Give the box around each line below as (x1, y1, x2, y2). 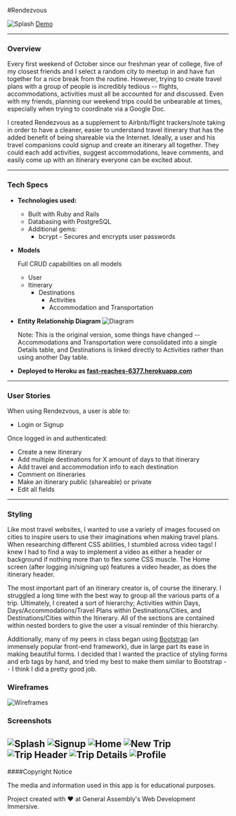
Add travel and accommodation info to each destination (17, 462, 178, 471)
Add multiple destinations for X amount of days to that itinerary (17, 455, 200, 464)
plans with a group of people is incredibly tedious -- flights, (7, 82, 179, 91)
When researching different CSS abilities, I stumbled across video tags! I (7, 540, 216, 549)
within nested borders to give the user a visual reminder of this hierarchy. (7, 622, 219, 630)
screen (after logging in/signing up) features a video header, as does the (7, 563, 217, 571)
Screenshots (7, 716, 52, 726)
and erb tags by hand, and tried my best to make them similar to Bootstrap (7, 657, 223, 666)
